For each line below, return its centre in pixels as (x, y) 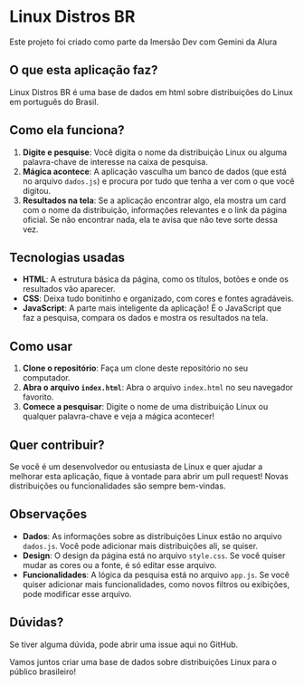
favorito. (38, 397)
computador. (46, 378)
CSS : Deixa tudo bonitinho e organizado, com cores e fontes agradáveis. (158, 299)
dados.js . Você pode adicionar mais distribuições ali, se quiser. (140, 546)
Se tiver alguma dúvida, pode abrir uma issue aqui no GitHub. (124, 644)
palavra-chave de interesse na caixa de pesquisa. (115, 161)
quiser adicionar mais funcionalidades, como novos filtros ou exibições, (156, 584)
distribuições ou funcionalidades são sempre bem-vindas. (118, 486)
